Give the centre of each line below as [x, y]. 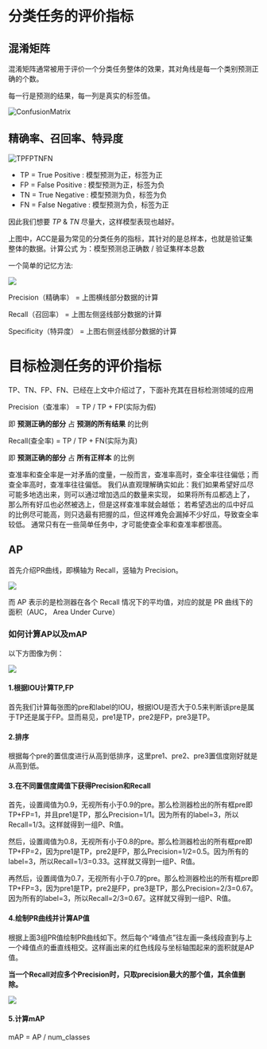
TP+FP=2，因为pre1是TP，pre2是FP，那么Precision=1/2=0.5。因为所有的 [128, 851]
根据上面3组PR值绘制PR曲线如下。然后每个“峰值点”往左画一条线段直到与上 [130, 937]
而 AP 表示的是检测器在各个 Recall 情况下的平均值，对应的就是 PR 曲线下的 [130, 601]
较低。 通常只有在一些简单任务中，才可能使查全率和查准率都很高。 [117, 524]
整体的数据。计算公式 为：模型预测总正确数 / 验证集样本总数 [106, 249]
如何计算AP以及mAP [48, 634]
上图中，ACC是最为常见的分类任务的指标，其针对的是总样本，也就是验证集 [130, 238]
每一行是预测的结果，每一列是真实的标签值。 [81, 96]
